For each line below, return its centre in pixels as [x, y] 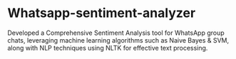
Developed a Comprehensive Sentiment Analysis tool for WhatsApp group [116, 33]
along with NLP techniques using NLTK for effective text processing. [108, 48]
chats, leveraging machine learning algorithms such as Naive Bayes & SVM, [118, 40]
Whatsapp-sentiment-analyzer [102, 13]
